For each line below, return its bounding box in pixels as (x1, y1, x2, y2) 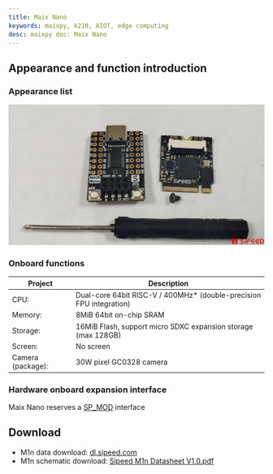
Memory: (11, 310, 42, 320)
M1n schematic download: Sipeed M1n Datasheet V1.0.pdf (19, 455, 214, 466)
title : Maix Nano (8, 13, 67, 21)
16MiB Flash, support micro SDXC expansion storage (76, 321, 253, 331)
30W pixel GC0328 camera (76, 357, 168, 367)
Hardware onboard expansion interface (8, 384, 167, 395)
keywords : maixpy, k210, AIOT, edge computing (8, 21, 169, 30)
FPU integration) (76, 299, 131, 308)
